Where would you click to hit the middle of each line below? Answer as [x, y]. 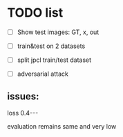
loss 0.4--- [23, 113]
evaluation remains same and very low [62, 126]
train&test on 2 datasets [51, 46]
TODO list [35, 13]
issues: [23, 96]
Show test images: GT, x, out [58, 32]
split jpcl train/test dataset [54, 60]
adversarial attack [43, 74]
